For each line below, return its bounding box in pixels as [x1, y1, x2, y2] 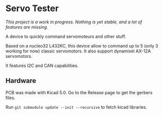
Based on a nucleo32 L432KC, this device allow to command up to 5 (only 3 [5, 43, 158, 49]
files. [5, 95, 16, 100]
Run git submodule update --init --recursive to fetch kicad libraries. [5, 104, 147, 110]
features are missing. [5, 24, 48, 30]
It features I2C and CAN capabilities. [5, 63, 79, 68]
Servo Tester [5, 3, 59, 14]
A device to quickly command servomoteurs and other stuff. [5, 33, 126, 39]
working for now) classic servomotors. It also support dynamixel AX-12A [5, 48, 151, 54]
